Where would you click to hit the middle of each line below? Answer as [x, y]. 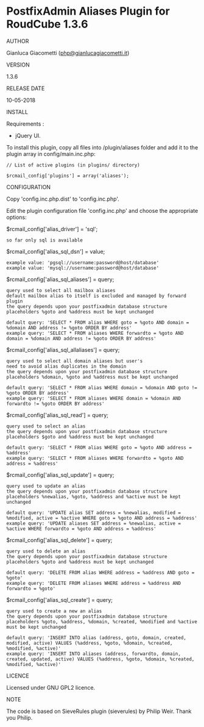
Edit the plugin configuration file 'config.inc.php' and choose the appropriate [102, 210]
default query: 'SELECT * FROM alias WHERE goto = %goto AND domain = [98, 322]
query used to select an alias [46, 426]
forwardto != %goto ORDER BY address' [55, 404]
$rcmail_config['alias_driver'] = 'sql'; [52, 229]
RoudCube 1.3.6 [47, 24]
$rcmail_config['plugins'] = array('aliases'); [68, 176]
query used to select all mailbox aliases [61, 290]
